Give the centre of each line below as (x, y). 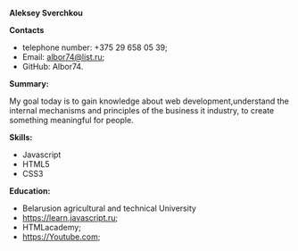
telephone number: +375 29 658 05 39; (95, 47)
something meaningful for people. (71, 120)
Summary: (29, 84)
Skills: (21, 137)
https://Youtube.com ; (61, 237)
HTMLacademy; (52, 227)
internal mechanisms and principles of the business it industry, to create (142, 110)
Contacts (27, 30)
